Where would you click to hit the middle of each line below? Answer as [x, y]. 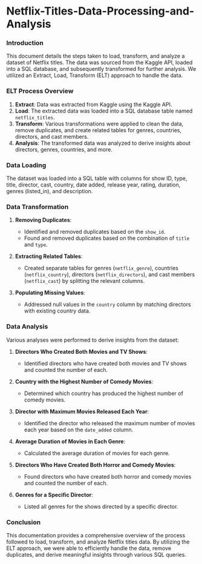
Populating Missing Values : [50, 293]
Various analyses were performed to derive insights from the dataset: [93, 340]
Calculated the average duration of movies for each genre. [97, 453]
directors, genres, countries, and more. [64, 149]
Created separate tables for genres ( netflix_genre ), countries [101, 268]
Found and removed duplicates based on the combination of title [107, 238]
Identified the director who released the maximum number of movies [109, 423]
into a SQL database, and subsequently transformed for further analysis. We [101, 69]
